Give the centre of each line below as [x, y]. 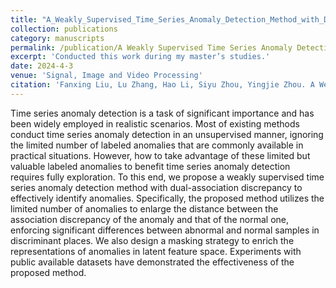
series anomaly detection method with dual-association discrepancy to [156, 187]
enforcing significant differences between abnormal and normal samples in [165, 230]
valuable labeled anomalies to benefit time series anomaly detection [150, 166]
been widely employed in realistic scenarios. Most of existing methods [155, 123]
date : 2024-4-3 [42, 66]
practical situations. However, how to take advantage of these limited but [160, 155]
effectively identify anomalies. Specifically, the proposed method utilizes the [167, 198]
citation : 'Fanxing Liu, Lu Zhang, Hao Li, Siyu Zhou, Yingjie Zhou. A [162, 85]
